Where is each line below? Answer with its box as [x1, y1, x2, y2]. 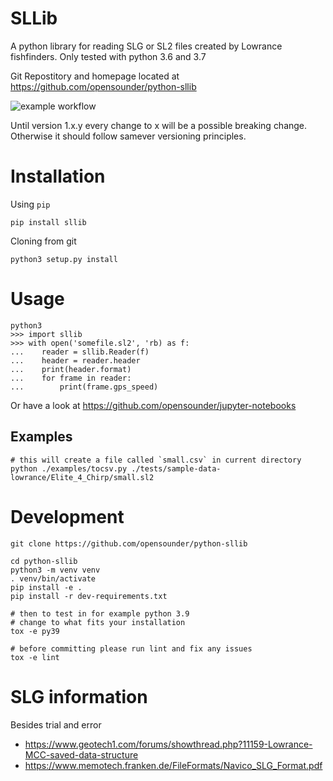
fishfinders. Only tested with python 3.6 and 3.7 [10, 50, 207, 62]
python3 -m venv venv [10, 565, 101, 575]
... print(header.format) [10, 364, 132, 374]
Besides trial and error [10, 718, 102, 731]
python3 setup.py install [10, 254, 118, 264]
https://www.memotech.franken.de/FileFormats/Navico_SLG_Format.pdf [24, 759, 323, 771]
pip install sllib [10, 217, 87, 227]
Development [10, 505, 125, 528]
